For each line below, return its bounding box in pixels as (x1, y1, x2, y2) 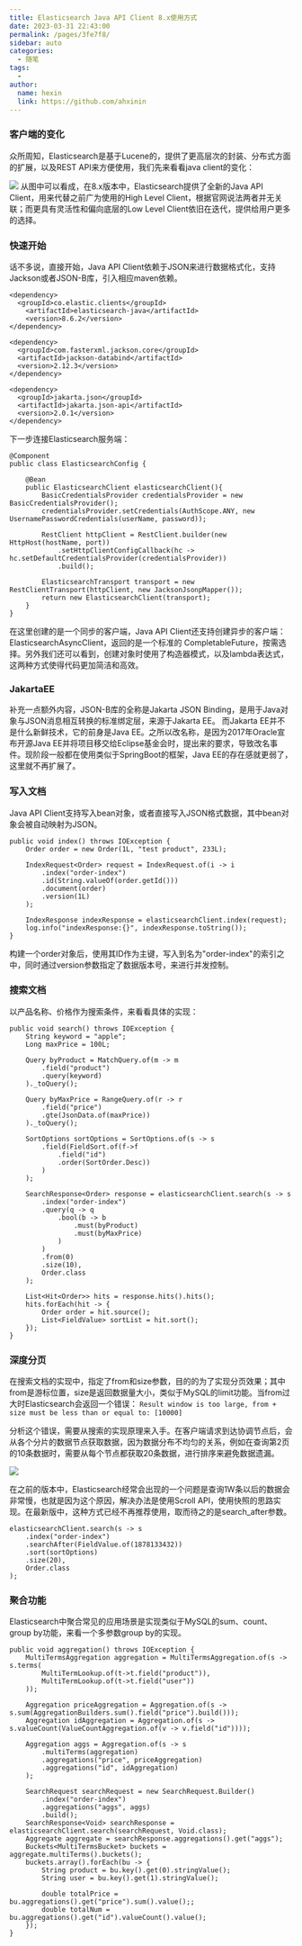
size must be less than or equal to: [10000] (9, 1409, 182, 1418)
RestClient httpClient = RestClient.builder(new (41, 530, 227, 539)
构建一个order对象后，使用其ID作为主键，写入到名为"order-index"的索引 (9, 948, 277, 959)
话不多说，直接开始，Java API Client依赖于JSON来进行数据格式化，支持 (9, 261, 276, 272)
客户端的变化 (9, 128, 66, 140)
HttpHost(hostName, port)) (9, 537, 111, 547)
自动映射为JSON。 (32, 818, 102, 829)
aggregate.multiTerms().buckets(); (9, 1851, 143, 1860)
